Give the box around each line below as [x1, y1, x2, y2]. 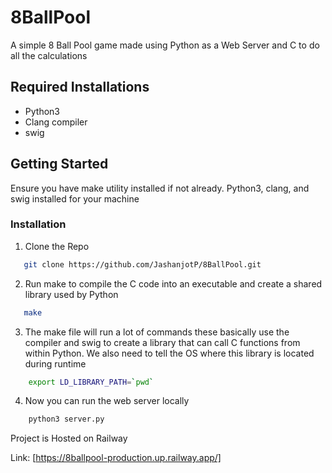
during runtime [24, 357, 87, 370]
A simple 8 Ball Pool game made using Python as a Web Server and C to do [10, 39, 320, 51]
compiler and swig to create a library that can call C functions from [24, 336, 301, 348]
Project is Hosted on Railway [10, 432, 128, 445]
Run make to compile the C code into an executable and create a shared [24, 277, 323, 290]
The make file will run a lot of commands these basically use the [24, 326, 290, 338]
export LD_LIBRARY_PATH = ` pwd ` [28, 377, 155, 387]
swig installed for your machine [10, 192, 140, 205]
